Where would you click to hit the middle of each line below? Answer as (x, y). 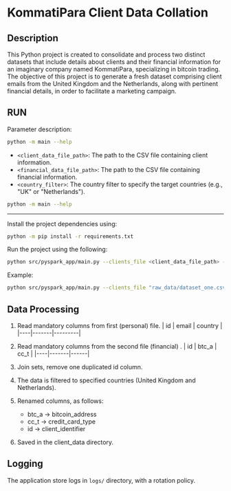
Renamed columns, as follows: (60, 401)
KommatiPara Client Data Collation (108, 13)
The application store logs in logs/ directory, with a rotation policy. (101, 480)
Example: (20, 275)
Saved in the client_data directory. (65, 442)
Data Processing (43, 309)
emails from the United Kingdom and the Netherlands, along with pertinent (113, 84)
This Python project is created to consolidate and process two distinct (106, 54)
